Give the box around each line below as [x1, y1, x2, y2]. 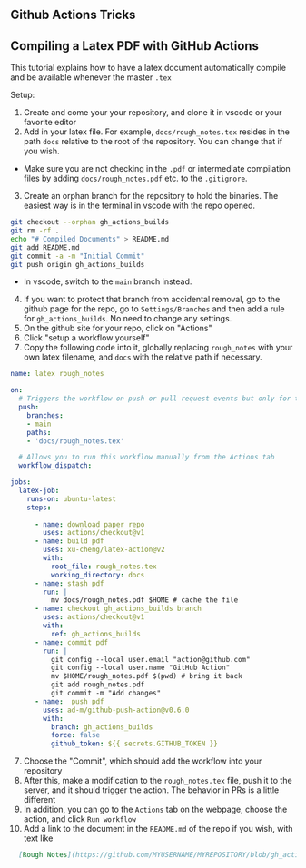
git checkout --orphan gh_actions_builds [10, 218, 170, 227]
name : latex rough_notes [10, 370, 104, 379]
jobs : [10, 478, 31, 487]
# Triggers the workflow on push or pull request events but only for [18, 394, 291, 403]
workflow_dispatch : [18, 461, 93, 470]
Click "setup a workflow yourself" [23, 332, 150, 343]
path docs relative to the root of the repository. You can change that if [23, 136, 283, 147]
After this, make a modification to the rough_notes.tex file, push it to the [23, 775, 293, 786]
